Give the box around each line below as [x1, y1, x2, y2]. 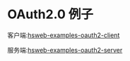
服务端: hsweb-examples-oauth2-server [7, 46, 123, 54]
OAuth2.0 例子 [7, 6, 94, 22]
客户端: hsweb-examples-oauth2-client [7, 31, 120, 39]
